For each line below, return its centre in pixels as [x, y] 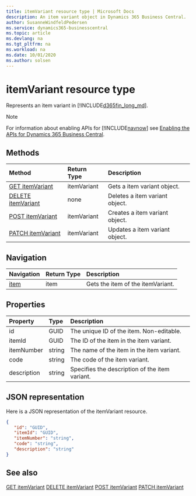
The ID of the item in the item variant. [120, 340]
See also [22, 473]
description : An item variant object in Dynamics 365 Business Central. [96, 17]
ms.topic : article [28, 33]
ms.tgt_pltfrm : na [28, 44]
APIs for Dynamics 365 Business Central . [55, 135]
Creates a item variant [138, 213]
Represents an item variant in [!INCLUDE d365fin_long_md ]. [77, 105]
